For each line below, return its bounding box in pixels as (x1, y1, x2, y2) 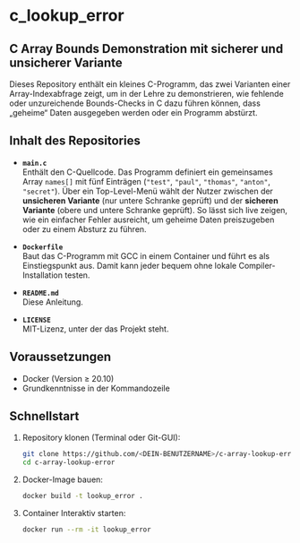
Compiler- (238, 260, 276, 271)
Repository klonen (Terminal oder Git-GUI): (21, 432, 181, 444)
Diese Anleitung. (21, 297, 83, 307)
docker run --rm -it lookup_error (21, 525, 151, 534)
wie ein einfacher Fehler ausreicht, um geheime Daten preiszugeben (21, 214, 275, 225)
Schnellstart (9, 409, 80, 424)
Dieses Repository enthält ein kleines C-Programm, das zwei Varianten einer (9, 79, 291, 90)
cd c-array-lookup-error (21, 458, 116, 467)
